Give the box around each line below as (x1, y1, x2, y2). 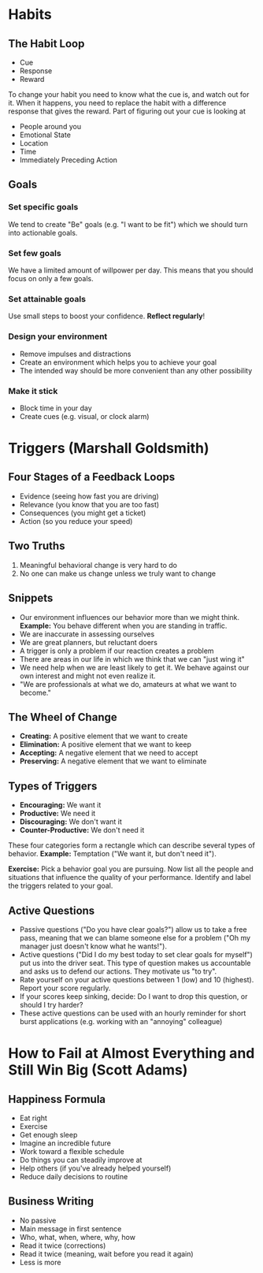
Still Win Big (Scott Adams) (8, 1061, 188, 1079)
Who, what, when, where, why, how (19, 1232, 136, 1241)
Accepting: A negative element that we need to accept (19, 748, 198, 758)
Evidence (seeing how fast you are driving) (19, 491, 159, 501)
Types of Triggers (8, 779, 98, 792)
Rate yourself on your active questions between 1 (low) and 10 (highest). (19, 974, 254, 984)
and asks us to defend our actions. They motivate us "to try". (19, 967, 217, 976)
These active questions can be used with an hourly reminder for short (19, 1008, 246, 1018)
